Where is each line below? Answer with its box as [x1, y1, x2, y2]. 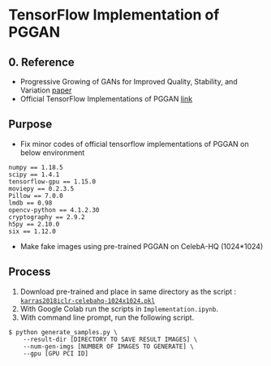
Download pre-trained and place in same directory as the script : [19, 286, 237, 296]
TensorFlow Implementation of [8, 6, 220, 24]
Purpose [8, 118, 53, 131]
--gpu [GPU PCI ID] [23, 349, 89, 358]
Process [8, 265, 51, 279]
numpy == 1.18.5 [8, 163, 63, 171]
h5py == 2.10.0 [8, 220, 60, 228]
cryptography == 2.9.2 [8, 213, 85, 221]
